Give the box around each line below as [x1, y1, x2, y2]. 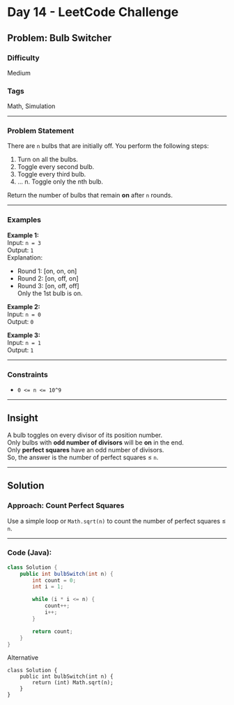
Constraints [7, 369, 49, 379]
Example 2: [7, 302, 40, 311]
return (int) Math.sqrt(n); [32, 679, 114, 686]
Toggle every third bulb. [17, 170, 86, 179]
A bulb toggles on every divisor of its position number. [7, 431, 162, 439]
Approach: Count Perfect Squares [7, 500, 125, 510]
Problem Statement [7, 126, 75, 136]
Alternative [7, 653, 39, 662]
